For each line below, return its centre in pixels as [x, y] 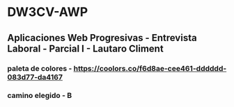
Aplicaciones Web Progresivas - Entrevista [102, 38]
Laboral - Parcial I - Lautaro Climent [85, 48]
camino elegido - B [40, 96]
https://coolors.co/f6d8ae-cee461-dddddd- [150, 68]
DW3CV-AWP [48, 12]
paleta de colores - [40, 68]
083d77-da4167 [35, 77]
